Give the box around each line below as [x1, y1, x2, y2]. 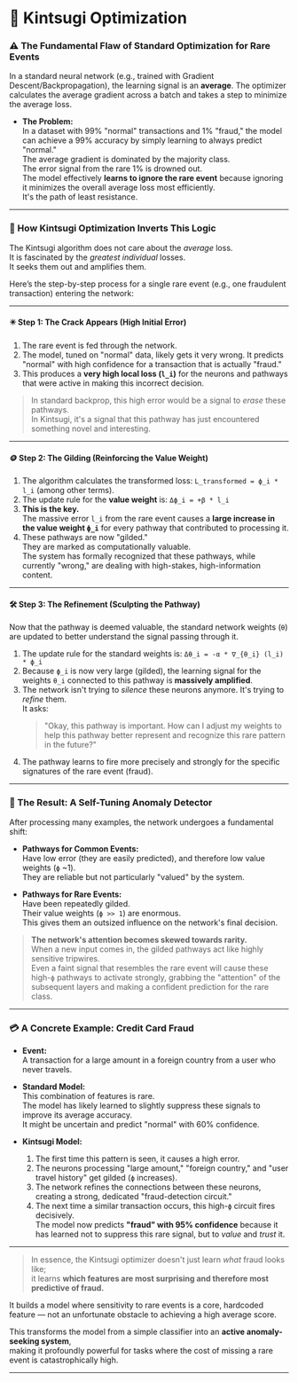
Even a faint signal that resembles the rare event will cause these [30, 962, 269, 973]
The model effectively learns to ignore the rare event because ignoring [21, 173, 284, 184]
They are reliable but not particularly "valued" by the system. [21, 871, 246, 882]
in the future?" [43, 740, 98, 750]
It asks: [21, 703, 49, 714]
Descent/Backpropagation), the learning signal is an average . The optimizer [9, 80, 286, 91]
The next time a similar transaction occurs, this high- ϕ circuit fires [35, 1200, 276, 1211]
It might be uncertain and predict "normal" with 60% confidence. [21, 1119, 260, 1129]
